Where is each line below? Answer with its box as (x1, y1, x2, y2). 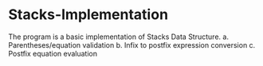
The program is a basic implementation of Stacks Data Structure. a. (8, 32, 230, 41)
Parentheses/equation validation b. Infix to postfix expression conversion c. (8, 40, 256, 49)
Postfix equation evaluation (8, 49, 98, 58)
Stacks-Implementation (8, 6, 169, 24)
